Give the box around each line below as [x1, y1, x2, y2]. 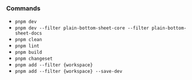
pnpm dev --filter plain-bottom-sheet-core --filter [14, 25, 150, 31]
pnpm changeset [14, 56, 53, 62]
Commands [6, 4, 41, 13]
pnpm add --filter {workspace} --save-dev [14, 69, 123, 75]
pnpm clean [14, 37, 42, 43]
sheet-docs [14, 30, 42, 36]
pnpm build [14, 50, 42, 56]
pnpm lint [14, 43, 40, 49]
